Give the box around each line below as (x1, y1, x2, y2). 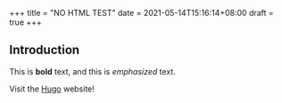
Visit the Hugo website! (9, 83, 95, 94)
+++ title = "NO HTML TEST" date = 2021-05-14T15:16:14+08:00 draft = (9, 8, 274, 18)
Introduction (9, 43, 80, 58)
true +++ (9, 17, 43, 28)
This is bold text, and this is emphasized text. (9, 66, 176, 76)
